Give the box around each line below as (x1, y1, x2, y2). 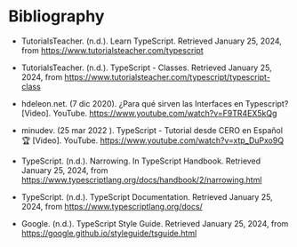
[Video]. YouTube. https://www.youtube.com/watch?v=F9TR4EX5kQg (20, 108, 277, 118)
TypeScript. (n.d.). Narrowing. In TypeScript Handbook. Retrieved (20, 155, 261, 166)
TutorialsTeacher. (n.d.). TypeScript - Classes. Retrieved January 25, (20, 62, 272, 73)
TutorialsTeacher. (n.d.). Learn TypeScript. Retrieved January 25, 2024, (20, 36, 282, 46)
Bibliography (8, 6, 105, 27)
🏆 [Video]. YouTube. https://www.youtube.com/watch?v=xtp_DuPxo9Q (20, 135, 285, 146)
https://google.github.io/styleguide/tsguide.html (20, 227, 197, 238)
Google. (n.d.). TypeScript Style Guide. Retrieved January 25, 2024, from (20, 218, 289, 228)
